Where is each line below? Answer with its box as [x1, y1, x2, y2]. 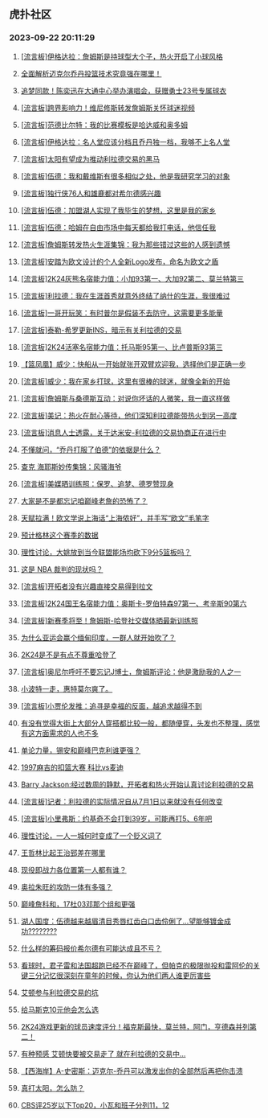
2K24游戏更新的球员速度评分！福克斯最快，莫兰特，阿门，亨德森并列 [20, 1021, 250, 1031]
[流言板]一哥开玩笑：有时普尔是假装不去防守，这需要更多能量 [20, 308, 224, 318]
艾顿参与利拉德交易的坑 [20, 988, 99, 997]
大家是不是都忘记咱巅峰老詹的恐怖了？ [20, 495, 148, 505]
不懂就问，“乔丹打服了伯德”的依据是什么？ [20, 445, 161, 454]
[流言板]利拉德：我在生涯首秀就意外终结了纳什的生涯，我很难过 [20, 290, 231, 300]
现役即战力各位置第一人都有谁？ [20, 865, 127, 874]
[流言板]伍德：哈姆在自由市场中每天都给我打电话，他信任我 [20, 222, 217, 232]
